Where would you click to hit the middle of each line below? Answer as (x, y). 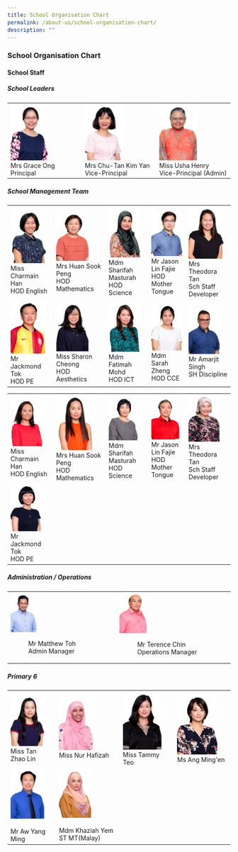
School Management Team (48, 191)
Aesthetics (72, 379)
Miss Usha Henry (184, 165)
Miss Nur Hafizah (84, 756)
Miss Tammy (141, 754)
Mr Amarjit (204, 359)
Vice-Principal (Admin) (193, 173)
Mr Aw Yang (28, 831)
